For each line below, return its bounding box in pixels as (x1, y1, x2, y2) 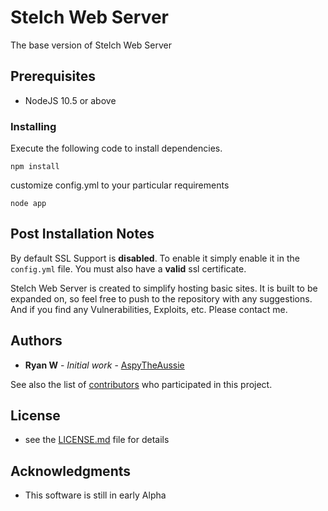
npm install (10, 162, 60, 172)
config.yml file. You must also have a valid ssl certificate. (10, 262, 247, 275)
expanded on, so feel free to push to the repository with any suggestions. (10, 292, 313, 305)
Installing (10, 119, 57, 133)
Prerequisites (10, 68, 96, 85)
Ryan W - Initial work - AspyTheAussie (24, 359, 185, 371)
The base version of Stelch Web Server (10, 39, 173, 51)
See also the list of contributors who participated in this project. (10, 378, 273, 390)
